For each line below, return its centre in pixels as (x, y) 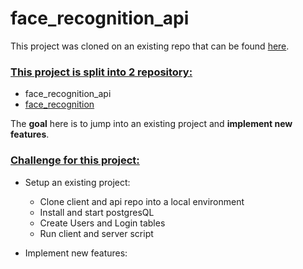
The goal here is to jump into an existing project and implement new (151, 124)
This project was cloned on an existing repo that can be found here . (150, 46)
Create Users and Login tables (102, 223)
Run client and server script (96, 233)
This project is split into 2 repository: (101, 72)
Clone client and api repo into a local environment (142, 201)
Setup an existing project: (77, 182)
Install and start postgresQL (97, 212)
